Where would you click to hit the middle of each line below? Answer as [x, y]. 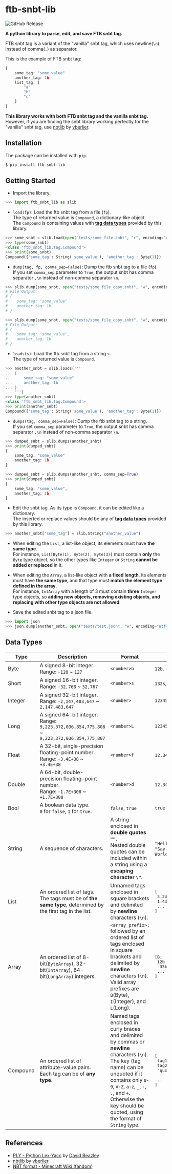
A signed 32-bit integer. [69, 695]
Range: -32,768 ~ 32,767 [69, 686]
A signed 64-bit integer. [69, 714]
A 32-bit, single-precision [71, 746]
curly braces [125, 1029]
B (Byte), [120, 995]
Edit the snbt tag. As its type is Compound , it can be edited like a [78, 508]
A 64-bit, [51, 772]
